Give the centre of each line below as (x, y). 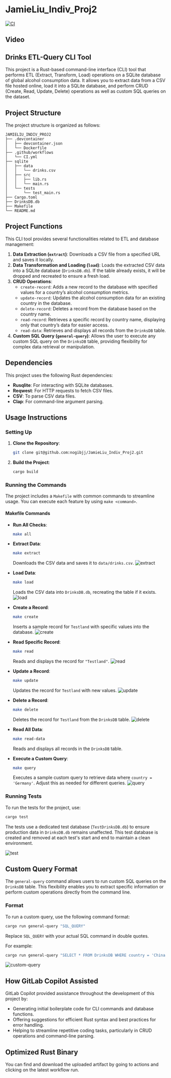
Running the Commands (36, 485)
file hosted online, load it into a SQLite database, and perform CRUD (77, 86)
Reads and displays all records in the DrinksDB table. (68, 749)
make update (25, 680)
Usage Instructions (36, 417)
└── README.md (20, 211)
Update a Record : (31, 671)
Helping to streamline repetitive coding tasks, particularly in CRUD (82, 1030)
